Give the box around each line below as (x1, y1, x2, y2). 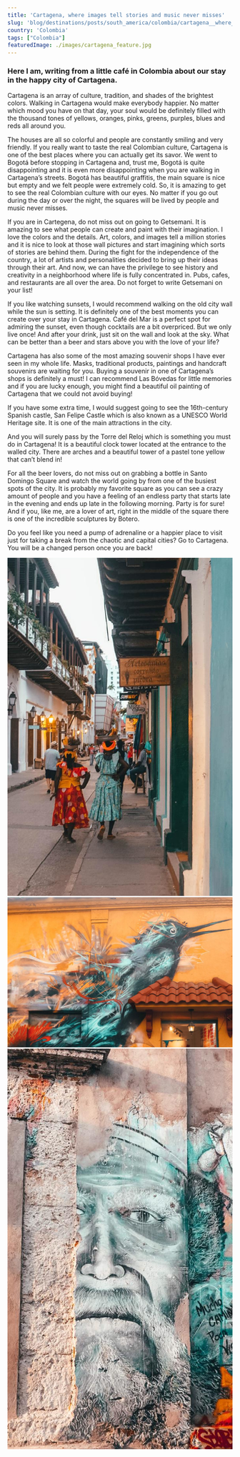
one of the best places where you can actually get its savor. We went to (7, 151, 218, 159)
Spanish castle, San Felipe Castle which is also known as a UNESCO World (7, 411, 228, 419)
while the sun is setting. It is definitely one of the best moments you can (7, 307, 219, 316)
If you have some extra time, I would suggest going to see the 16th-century (7, 404, 229, 412)
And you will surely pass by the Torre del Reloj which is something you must (7, 432, 231, 441)
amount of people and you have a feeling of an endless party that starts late (7, 492, 231, 500)
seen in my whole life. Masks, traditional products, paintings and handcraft (7, 359, 227, 368)
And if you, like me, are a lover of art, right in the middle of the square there (7, 507, 229, 516)
